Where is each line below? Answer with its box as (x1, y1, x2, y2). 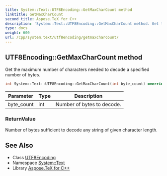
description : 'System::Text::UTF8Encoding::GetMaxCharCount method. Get (5, 21, 159, 26)
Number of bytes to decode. (55, 101, 122, 108)
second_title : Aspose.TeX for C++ (5, 16, 77, 21)
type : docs (5, 26, 28, 31)
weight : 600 (5, 30, 30, 35)
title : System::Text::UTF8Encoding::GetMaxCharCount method (5, 7, 133, 12)
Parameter (8, 92, 34, 99)
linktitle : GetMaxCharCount (5, 12, 64, 17)
